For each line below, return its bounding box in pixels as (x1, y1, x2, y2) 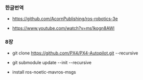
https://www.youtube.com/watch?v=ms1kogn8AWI (12, 26, 115, 31)
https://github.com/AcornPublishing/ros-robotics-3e (12, 16, 118, 22)
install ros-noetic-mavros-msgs (12, 69, 76, 75)
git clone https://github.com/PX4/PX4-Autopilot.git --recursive (12, 50, 139, 56)
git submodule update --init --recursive (12, 59, 92, 65)
